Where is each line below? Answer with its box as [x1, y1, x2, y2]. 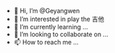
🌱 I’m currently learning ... [13, 23, 89, 31]
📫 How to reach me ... [13, 38, 79, 46]
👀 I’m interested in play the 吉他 [13, 15, 105, 23]
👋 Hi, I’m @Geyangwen [13, 7, 80, 15]
